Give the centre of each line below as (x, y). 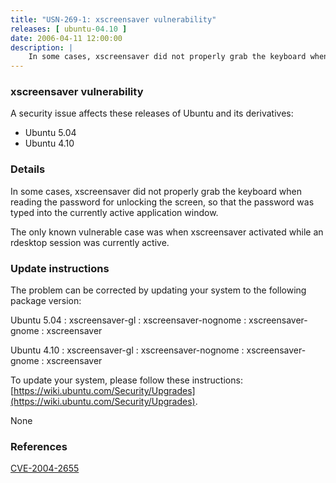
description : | (42, 47)
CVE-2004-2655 (45, 468)
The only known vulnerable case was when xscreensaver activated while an (167, 232)
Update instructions (60, 268)
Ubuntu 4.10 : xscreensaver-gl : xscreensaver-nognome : (127, 350)
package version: (46, 301)
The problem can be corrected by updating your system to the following (158, 290)
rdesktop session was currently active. (90, 242)
